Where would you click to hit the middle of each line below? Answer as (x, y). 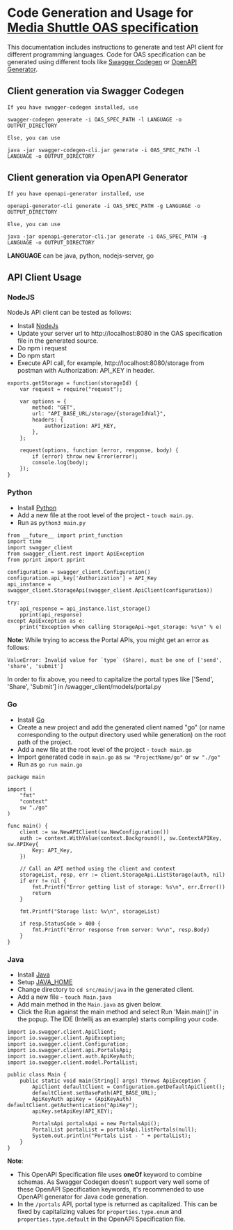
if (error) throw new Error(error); (85, 457)
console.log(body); (61, 463)
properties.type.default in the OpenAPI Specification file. (101, 1219)
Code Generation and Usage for (100, 13)
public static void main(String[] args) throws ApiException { (113, 1081)
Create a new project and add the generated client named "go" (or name (121, 727)
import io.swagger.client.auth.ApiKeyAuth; (71, 1057)
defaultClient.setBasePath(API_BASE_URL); (95, 1093)
